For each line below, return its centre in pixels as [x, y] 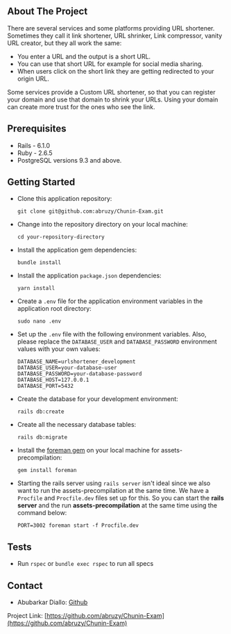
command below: [42, 513]
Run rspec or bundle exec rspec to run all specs [85, 564]
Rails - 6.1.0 [34, 145]
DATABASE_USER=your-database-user [67, 368]
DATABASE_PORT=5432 [45, 386]
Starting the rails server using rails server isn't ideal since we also [114, 483]
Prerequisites [37, 129]
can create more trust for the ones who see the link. [81, 106]
